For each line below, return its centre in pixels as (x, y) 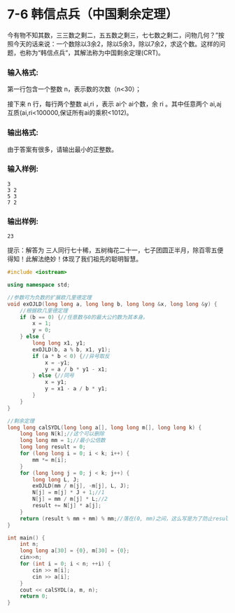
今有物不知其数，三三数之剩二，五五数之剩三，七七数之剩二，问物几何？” (113, 35)
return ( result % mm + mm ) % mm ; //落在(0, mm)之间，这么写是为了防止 (116, 518)
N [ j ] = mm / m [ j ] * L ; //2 (70, 499)
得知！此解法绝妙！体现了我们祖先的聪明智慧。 (74, 259)
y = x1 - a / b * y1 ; (76, 389)
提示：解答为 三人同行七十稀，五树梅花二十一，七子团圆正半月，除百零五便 (115, 250)
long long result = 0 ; (53, 447)
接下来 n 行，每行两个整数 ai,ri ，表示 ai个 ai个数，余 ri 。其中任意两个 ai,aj (114, 104)
